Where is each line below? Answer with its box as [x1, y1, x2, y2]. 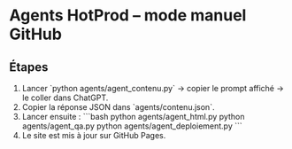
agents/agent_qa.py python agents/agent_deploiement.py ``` [21, 121, 243, 131]
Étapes [9, 59, 49, 74]
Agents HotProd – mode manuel [9, 5, 247, 26]
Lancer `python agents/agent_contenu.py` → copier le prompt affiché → [21, 83, 285, 93]
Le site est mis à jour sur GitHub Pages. [21, 130, 166, 140]
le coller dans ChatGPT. [21, 92, 109, 103]
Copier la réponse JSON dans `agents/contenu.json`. [21, 102, 215, 112]
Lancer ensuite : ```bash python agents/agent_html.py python [21, 112, 245, 122]
